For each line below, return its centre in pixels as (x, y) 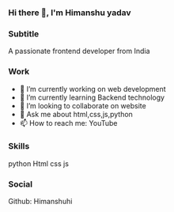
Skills (19, 146)
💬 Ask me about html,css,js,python (76, 114)
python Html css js (39, 163)
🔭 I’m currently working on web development (93, 89)
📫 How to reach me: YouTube (68, 123)
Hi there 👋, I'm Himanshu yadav (70, 13)
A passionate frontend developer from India (79, 51)
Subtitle (24, 33)
